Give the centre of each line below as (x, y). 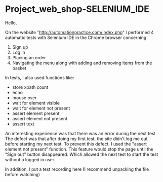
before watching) (23, 174)
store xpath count (30, 87)
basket (19, 68)
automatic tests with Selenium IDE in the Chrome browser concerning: (77, 37)
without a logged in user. (30, 159)
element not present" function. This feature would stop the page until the (79, 149)
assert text (23, 124)
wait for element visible (36, 103)
